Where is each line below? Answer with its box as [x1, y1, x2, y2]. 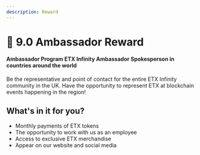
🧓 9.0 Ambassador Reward [6, 35, 145, 49]
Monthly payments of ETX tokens [15, 122, 99, 129]
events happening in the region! [6, 89, 87, 96]
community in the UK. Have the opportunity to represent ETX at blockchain [6, 82, 195, 89]
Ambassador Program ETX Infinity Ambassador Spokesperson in [6, 55, 175, 63]
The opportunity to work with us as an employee [15, 128, 137, 136]
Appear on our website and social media [15, 141, 117, 149]
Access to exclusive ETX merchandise [15, 135, 112, 142]
